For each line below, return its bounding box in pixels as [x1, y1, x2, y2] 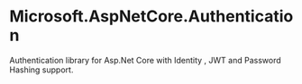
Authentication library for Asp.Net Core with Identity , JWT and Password [9, 55, 281, 65]
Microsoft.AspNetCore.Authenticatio [9, 6, 294, 27]
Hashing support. [9, 64, 74, 75]
